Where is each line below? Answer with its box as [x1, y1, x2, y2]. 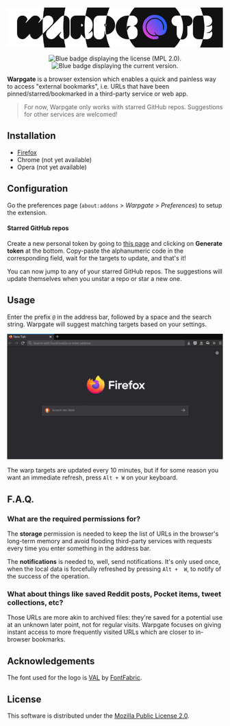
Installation [7, 130, 56, 141]
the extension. [7, 208, 48, 216]
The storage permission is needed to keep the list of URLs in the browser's [7, 530, 219, 538]
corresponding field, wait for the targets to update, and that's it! [7, 253, 186, 262]
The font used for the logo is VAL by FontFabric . [7, 674, 142, 682]
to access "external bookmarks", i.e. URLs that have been [7, 82, 170, 90]
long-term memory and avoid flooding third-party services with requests [7, 537, 212, 545]
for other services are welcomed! [23, 110, 118, 118]
